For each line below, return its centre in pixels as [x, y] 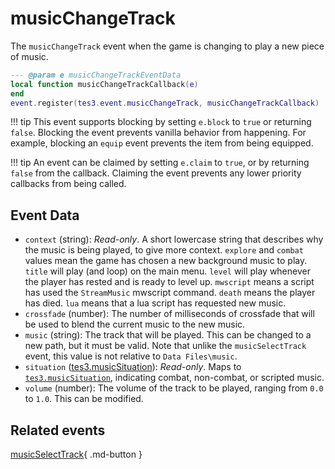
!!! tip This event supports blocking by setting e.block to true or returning [161, 122]
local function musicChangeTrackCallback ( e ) [104, 84]
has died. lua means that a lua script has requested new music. [155, 303]
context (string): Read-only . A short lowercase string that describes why [174, 239]
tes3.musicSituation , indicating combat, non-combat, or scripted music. [174, 378]
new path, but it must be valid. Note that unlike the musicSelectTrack [165, 346]
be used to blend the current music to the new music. [135, 324]
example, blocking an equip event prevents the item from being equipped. [162, 143]
